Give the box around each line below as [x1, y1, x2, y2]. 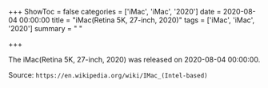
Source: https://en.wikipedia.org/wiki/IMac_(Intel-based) [8, 70, 208, 79]
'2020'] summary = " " [8, 24, 82, 33]
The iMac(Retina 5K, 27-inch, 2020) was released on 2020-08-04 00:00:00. [8, 55, 261, 64]
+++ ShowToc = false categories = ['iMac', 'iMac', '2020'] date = [8, 7, 222, 16]
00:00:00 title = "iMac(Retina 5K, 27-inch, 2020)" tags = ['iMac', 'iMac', [18, 15, 254, 25]
